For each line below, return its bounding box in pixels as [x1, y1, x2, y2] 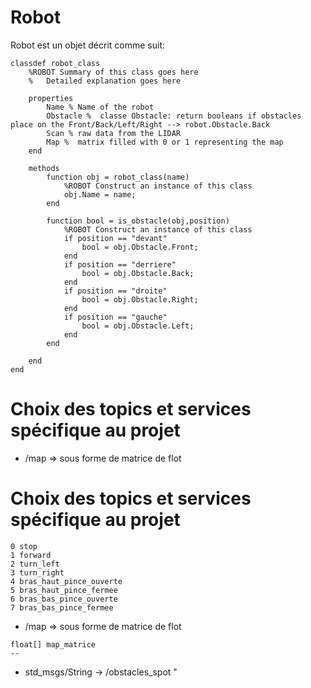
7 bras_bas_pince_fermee [10, 602, 114, 613]
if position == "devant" [63, 233, 168, 243]
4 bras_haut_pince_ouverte [10, 576, 123, 586]
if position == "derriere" [63, 259, 177, 270]
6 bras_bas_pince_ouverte [10, 594, 118, 604]
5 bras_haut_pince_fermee [10, 585, 118, 595]
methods [28, 163, 60, 173]
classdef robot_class [10, 58, 101, 68]
